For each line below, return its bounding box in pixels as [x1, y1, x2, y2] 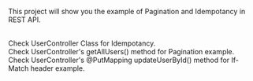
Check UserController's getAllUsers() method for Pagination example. [8, 47, 235, 56]
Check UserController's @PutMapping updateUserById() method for [8, 55, 230, 64]
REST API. [8, 15, 41, 24]
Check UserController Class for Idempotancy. [8, 39, 156, 48]
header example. [30, 64, 85, 73]
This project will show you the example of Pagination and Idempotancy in [8, 7, 246, 16]
